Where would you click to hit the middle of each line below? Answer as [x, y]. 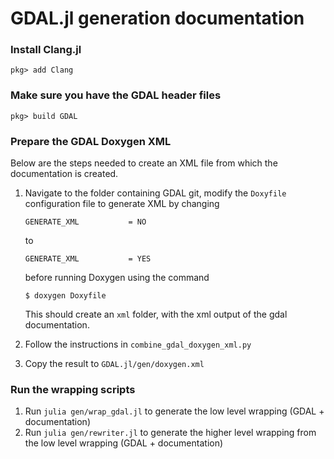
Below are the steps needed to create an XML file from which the [144, 163]
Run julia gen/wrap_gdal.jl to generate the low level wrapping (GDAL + [174, 411]
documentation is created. [64, 174]
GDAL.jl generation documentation [157, 18]
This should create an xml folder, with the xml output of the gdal [156, 314]
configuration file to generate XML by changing [122, 204]
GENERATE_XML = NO [85, 222]
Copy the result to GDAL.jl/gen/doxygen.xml [114, 364]
